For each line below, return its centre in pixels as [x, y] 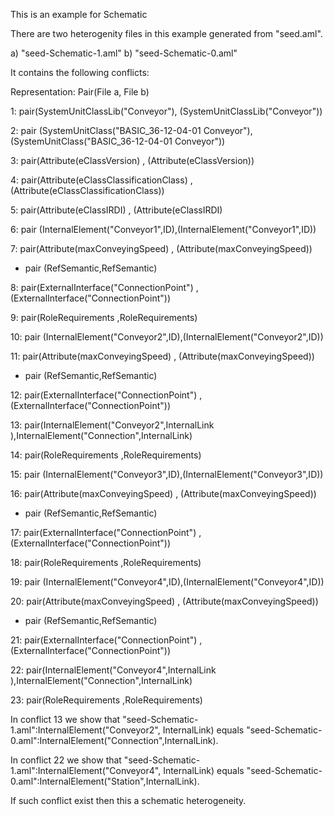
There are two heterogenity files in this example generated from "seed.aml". [166, 33]
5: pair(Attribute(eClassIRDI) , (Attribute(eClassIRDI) [116, 210]
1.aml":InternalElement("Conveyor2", [85, 730]
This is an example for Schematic [79, 14]
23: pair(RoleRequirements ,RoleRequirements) [106, 700]
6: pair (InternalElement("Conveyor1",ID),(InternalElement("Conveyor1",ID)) [163, 229]
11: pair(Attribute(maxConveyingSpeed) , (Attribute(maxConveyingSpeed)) [162, 356]
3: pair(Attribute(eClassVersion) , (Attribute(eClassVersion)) [132, 160]
